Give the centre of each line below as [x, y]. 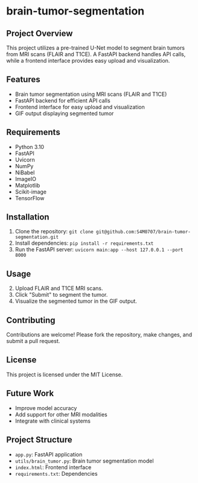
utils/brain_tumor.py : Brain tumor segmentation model [84, 461]
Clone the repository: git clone [54, 232]
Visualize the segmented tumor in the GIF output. [76, 301]
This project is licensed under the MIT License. [65, 374]
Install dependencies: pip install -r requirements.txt [84, 243]
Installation [28, 217]
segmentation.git [37, 237]
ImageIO [25, 178]
